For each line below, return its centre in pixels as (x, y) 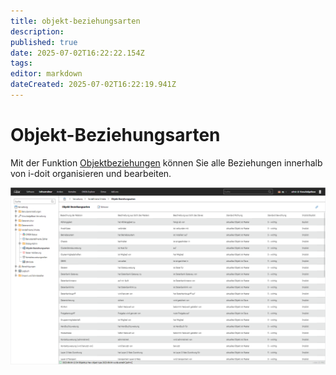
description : (37, 31)
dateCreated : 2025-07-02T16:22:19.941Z (93, 85)
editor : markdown (46, 74)
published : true (44, 42)
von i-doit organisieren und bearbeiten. (91, 173)
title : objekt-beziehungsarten (75, 21)
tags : (21, 63)
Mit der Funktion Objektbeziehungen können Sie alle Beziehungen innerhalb (166, 162)
